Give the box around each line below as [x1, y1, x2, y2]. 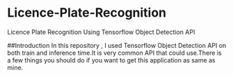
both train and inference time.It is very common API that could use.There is [7, 49, 222, 57]
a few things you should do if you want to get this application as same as [7, 55, 216, 64]
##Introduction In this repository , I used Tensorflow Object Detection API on [7, 41, 227, 49]
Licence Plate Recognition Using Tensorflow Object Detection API [7, 28, 195, 36]
